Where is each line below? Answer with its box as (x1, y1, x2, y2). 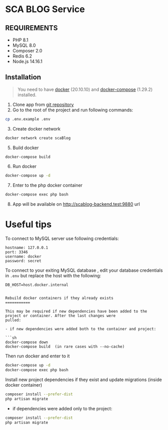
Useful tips (5, 219, 52, 230)
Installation (5, 73, 41, 82)
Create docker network (12, 126, 61, 132)
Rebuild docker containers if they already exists (5, 296, 114, 301)
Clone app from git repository (12, 101, 74, 107)
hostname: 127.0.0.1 (5, 245, 49, 251)
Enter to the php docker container (12, 182, 83, 189)
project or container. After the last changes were (5, 314, 116, 319)
